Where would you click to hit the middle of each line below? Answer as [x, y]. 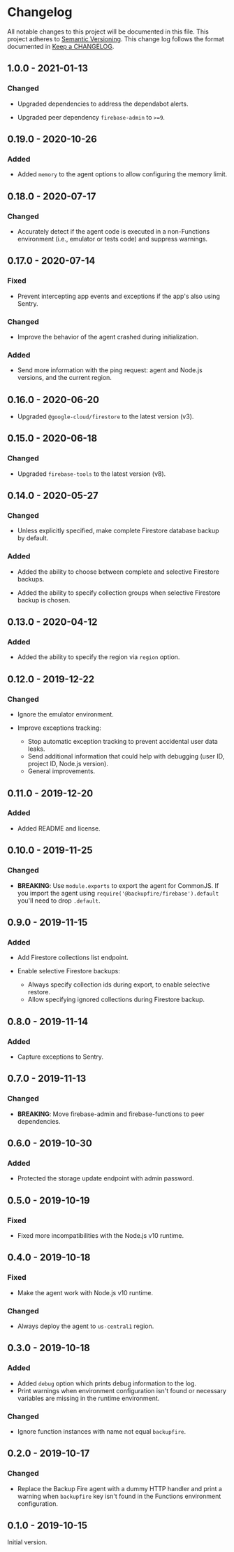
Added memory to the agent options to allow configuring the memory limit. [122, 174]
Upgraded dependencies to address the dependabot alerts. [103, 104]
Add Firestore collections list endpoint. [73, 958]
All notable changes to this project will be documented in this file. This [108, 31]
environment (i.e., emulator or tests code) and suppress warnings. [112, 239]
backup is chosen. [44, 600]
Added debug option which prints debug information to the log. [107, 1383]
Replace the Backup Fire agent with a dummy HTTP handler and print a [119, 1488]
